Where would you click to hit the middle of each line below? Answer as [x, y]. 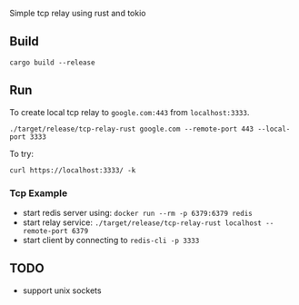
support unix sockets [62, 290]
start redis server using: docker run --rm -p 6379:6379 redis [137, 212]
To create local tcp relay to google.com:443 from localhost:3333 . [130, 112]
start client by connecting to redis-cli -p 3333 [111, 240]
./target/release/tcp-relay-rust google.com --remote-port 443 [132, 129]
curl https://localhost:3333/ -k [73, 170]
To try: [22, 153]
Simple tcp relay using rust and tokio [78, 13]
